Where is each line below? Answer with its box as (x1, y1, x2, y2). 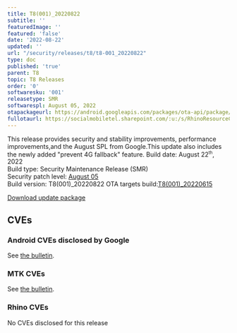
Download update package (7, 193, 86, 202)
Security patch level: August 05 (7, 172, 99, 181)
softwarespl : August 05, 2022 (7, 102, 97, 109)
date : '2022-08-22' (7, 37, 65, 44)
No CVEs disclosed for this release (7, 318, 108, 327)
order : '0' (7, 83, 39, 90)
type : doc (7, 56, 37, 63)
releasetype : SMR (7, 96, 59, 103)
